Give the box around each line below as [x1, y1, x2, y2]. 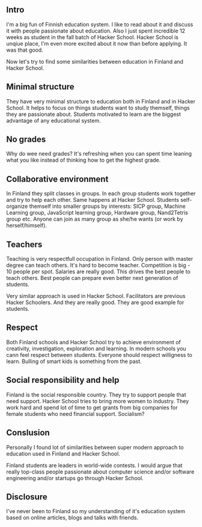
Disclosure [6, 492, 47, 502]
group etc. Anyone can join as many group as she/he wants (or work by [6, 216, 183, 223]
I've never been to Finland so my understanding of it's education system [6, 508, 185, 515]
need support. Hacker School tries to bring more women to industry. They [6, 397, 189, 404]
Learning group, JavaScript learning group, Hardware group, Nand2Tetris [6, 209, 188, 216]
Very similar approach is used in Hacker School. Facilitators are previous [6, 293, 186, 300]
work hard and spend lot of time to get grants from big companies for [6, 404, 179, 411]
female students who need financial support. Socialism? [6, 410, 145, 417]
